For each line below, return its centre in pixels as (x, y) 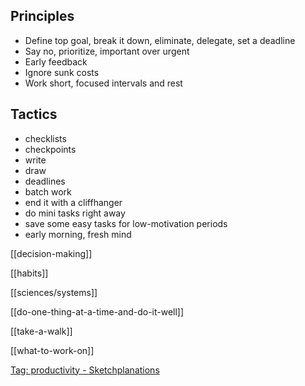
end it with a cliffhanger (73, 202)
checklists (45, 138)
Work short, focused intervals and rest (103, 83)
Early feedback (56, 61)
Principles (42, 16)
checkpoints (50, 149)
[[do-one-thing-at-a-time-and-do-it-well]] (97, 311)
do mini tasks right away (75, 213)
